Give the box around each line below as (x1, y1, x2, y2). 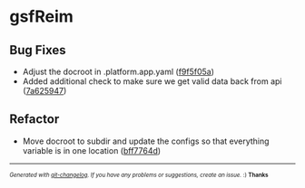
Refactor (9, 111, 60, 127)
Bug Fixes (9, 42, 66, 58)
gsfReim (9, 6, 74, 27)
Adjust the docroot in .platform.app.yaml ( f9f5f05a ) (22, 66, 215, 77)
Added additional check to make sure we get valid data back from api (22, 76, 282, 87)
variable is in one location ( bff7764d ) (22, 145, 162, 155)
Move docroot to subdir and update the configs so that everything (22, 136, 270, 146)
